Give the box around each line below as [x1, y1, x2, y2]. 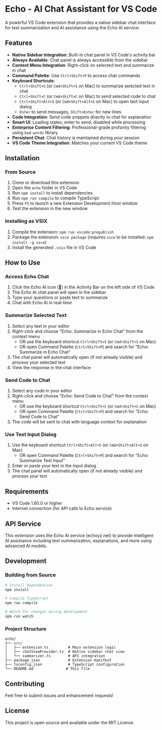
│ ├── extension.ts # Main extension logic [5, 645, 116, 650]
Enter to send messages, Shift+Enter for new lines [19, 109, 121, 115]
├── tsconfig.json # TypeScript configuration [5, 662, 125, 667]
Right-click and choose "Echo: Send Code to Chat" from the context [12, 393, 148, 399]
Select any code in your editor [12, 388, 73, 394]
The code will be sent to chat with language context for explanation [12, 419, 147, 425]
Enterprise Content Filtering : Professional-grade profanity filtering [12, 124, 146, 130]
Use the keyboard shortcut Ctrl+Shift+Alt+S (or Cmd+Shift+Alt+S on [12, 442, 149, 448]
